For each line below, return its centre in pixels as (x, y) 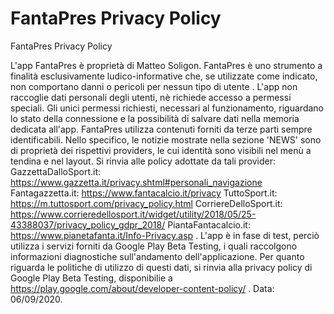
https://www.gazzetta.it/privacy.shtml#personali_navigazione (136, 182)
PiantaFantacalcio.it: (209, 224)
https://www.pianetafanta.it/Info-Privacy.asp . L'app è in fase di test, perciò (165, 235)
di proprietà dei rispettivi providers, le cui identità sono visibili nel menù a (161, 150)
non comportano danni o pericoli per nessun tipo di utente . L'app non (154, 86)
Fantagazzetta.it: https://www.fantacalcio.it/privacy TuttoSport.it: (144, 193)
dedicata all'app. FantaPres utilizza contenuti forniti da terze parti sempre (161, 129)
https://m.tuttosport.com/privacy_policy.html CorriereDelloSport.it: (146, 203)
